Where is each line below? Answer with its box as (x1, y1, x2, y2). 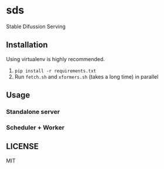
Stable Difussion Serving (6, 23, 66, 30)
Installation (6, 40, 48, 50)
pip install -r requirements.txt (14, 68, 97, 74)
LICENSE (6, 141, 39, 151)
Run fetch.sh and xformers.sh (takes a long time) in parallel (14, 73, 159, 80)
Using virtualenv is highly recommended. (6, 55, 105, 62)
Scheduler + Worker (6, 123, 65, 131)
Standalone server (6, 108, 60, 116)
